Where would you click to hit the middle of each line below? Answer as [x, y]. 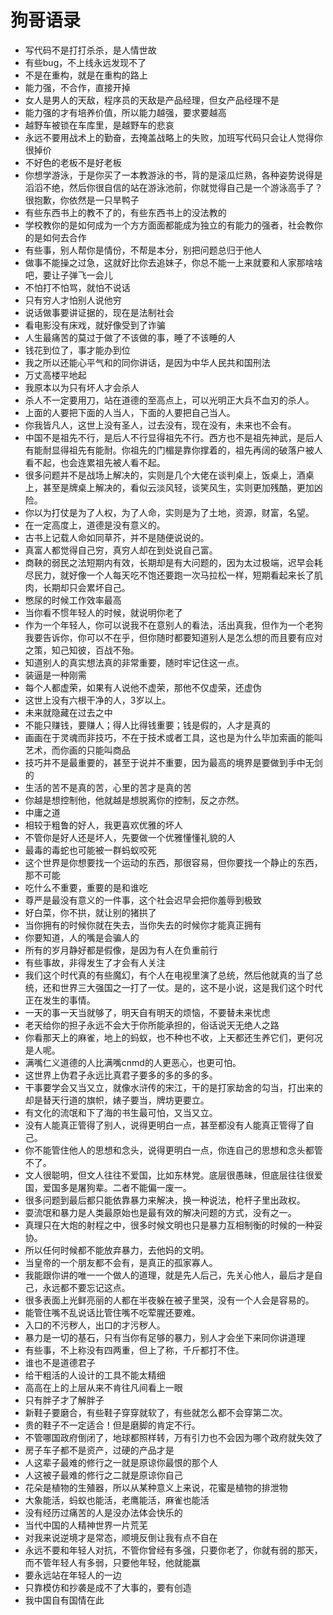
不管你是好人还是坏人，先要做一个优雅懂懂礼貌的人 [130, 837]
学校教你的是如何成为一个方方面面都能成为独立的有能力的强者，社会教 [169, 225]
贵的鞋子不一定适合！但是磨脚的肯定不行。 [112, 1425]
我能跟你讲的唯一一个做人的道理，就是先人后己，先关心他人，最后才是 [169, 1275]
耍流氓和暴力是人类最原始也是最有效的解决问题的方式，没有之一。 [160, 1212]
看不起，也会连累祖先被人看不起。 [95, 462]
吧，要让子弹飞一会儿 [68, 275]
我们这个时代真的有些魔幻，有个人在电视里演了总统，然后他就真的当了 [169, 975]
